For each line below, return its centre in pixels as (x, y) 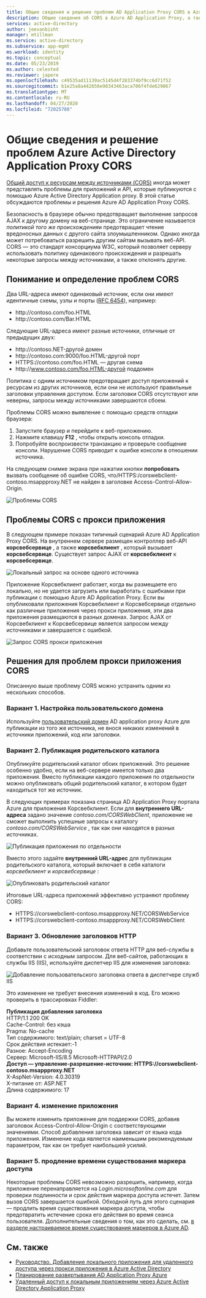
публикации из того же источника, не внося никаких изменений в (93, 728)
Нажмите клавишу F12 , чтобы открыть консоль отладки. (90, 438)
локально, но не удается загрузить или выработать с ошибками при (96, 591)
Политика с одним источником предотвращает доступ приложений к (97, 381)
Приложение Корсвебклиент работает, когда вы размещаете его (92, 584)
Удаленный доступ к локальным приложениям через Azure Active (102, 1281)
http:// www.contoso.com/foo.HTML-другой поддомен (84, 369)
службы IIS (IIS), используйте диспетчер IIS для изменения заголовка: (98, 962)
